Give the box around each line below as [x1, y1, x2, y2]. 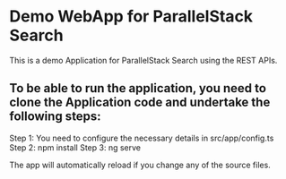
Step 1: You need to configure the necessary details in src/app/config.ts [9, 132, 274, 143]
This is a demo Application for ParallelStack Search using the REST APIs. [9, 55, 278, 65]
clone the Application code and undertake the [9, 95, 271, 110]
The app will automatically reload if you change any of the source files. [9, 159, 271, 170]
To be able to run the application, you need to [9, 81, 267, 96]
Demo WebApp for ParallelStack [9, 6, 254, 27]
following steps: [9, 109, 101, 124]
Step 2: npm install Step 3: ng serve [9, 141, 142, 153]
